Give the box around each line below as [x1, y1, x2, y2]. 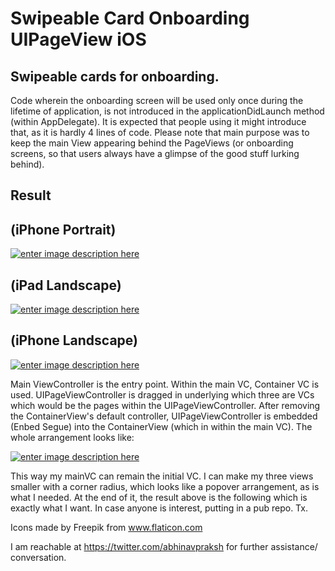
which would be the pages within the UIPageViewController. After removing [10, 399, 321, 411]
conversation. [10, 551, 67, 563]
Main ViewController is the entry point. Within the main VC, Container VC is [10, 378, 320, 390]
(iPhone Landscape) [10, 332, 139, 349]
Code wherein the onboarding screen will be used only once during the [10, 95, 304, 106]
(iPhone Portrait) [10, 221, 117, 238]
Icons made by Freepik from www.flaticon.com [10, 521, 203, 533]
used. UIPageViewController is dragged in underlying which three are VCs [10, 388, 315, 401]
